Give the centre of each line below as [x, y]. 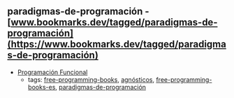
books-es [42, 87]
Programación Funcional [52, 72]
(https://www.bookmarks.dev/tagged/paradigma [117, 44]
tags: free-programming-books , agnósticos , [91, 79]
